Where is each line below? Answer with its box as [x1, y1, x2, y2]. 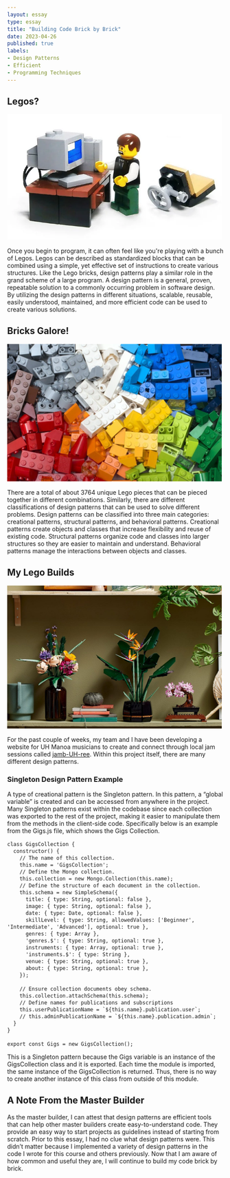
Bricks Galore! [7, 325, 69, 337]
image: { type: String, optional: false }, [25, 902, 152, 909]
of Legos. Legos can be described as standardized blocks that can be [7, 254, 205, 262]
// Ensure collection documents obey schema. [19, 985, 152, 992]
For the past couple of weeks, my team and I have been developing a [7, 735, 203, 743]
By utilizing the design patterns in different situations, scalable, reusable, [7, 291, 213, 299]
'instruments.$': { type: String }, [25, 951, 130, 958]
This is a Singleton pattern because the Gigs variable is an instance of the [7, 1053, 216, 1061]
